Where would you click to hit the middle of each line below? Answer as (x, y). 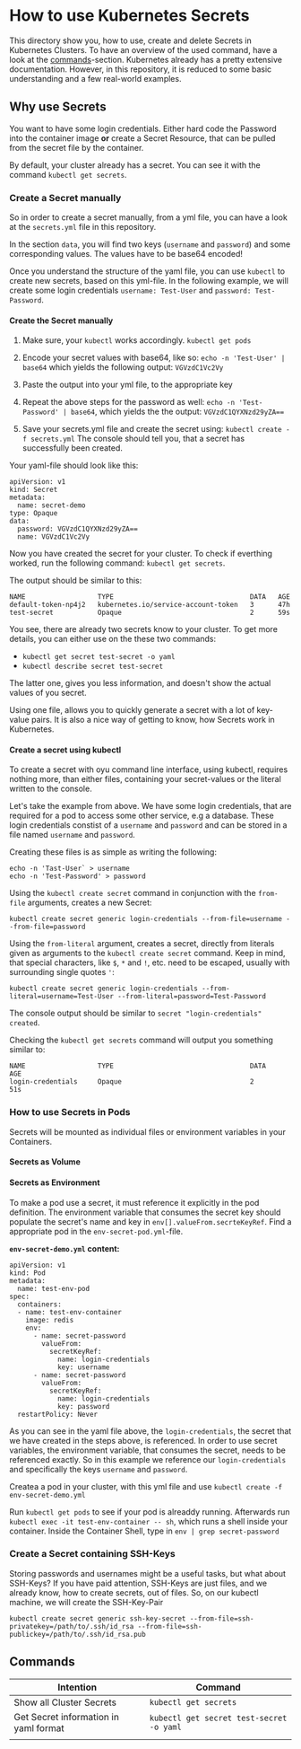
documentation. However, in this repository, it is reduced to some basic (141, 69)
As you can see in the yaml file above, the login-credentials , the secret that (150, 1431)
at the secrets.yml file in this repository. (83, 227)
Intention (77, 1687)
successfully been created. (73, 448)
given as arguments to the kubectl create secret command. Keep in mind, (147, 954)
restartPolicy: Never (58, 1414)
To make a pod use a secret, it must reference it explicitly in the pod (134, 1202)
